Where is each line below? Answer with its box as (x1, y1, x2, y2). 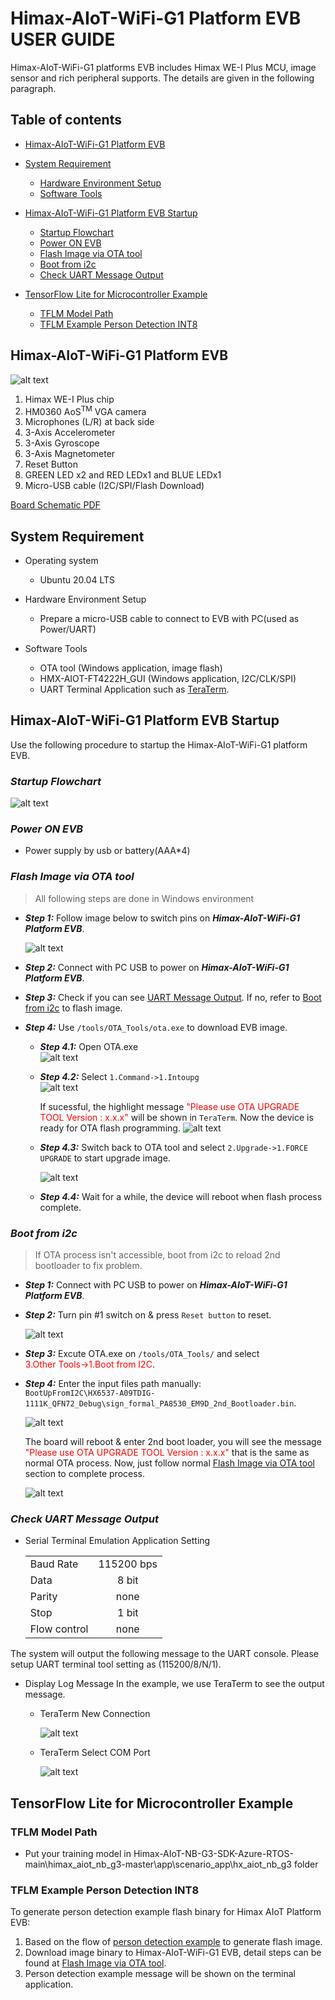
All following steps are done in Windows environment (34, 892, 255, 904)
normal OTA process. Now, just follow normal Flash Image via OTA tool (24, 1457, 315, 1469)
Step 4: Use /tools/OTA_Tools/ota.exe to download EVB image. (24, 1021, 288, 1033)
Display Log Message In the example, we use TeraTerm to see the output (24, 1678, 325, 1690)
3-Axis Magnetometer (24, 448, 116, 460)
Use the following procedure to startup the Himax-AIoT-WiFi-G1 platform (10, 738, 308, 751)
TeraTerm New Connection (39, 1708, 151, 1720)
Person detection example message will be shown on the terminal (24, 1968, 296, 1980)
